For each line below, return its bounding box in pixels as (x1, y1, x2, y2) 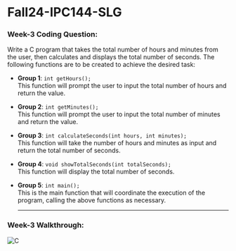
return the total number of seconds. (17, 146, 121, 155)
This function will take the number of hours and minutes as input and (17, 139, 217, 147)
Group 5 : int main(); (17, 181, 80, 190)
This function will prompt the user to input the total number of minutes (17, 110, 221, 118)
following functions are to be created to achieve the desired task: (7, 61, 195, 69)
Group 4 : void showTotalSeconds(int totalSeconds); (17, 160, 171, 169)
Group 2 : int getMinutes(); (17, 103, 99, 111)
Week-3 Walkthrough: (7, 220, 84, 230)
